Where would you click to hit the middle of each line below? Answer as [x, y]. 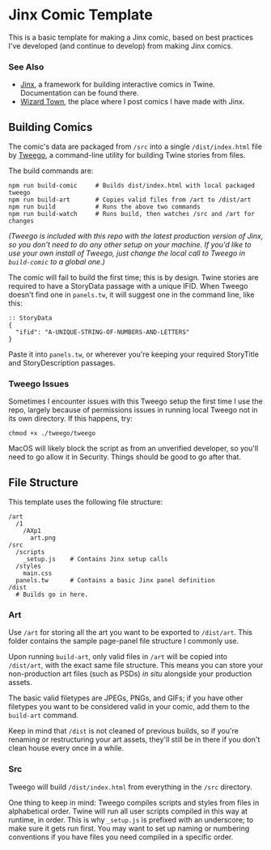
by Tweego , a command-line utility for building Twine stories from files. [127, 155]
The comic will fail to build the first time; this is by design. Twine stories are [133, 277]
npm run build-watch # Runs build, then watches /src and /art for [131, 214]
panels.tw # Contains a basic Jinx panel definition [116, 581]
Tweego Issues [39, 383]
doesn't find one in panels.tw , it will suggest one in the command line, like [131, 295]
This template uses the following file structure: [86, 502]
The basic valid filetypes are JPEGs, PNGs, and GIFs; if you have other [126, 698]
